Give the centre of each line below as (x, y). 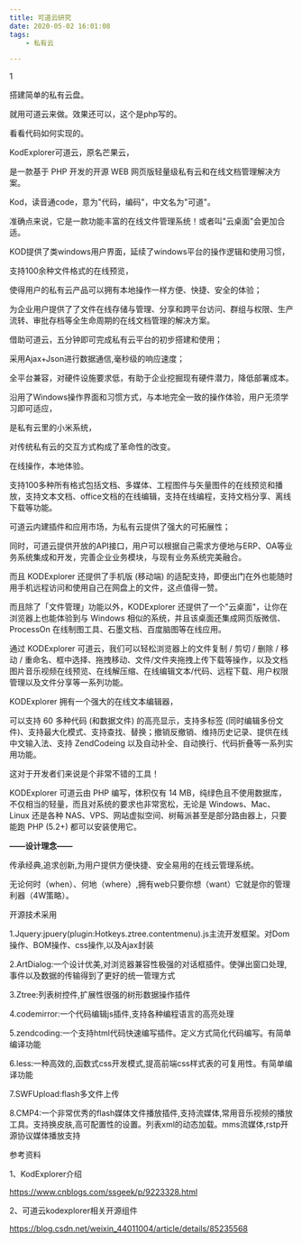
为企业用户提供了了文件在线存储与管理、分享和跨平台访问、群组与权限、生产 (151, 309)
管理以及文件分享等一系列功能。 (69, 683)
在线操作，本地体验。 (49, 466)
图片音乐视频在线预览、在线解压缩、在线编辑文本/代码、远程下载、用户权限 (149, 671)
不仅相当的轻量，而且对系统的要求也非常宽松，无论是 (108, 805)
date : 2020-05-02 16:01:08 (60, 26)
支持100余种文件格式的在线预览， (71, 271)
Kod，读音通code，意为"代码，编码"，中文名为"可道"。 (113, 202)
